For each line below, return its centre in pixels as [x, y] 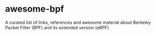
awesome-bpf [34, 9]
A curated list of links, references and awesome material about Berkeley [78, 22]
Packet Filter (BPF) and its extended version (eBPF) [57, 27]
